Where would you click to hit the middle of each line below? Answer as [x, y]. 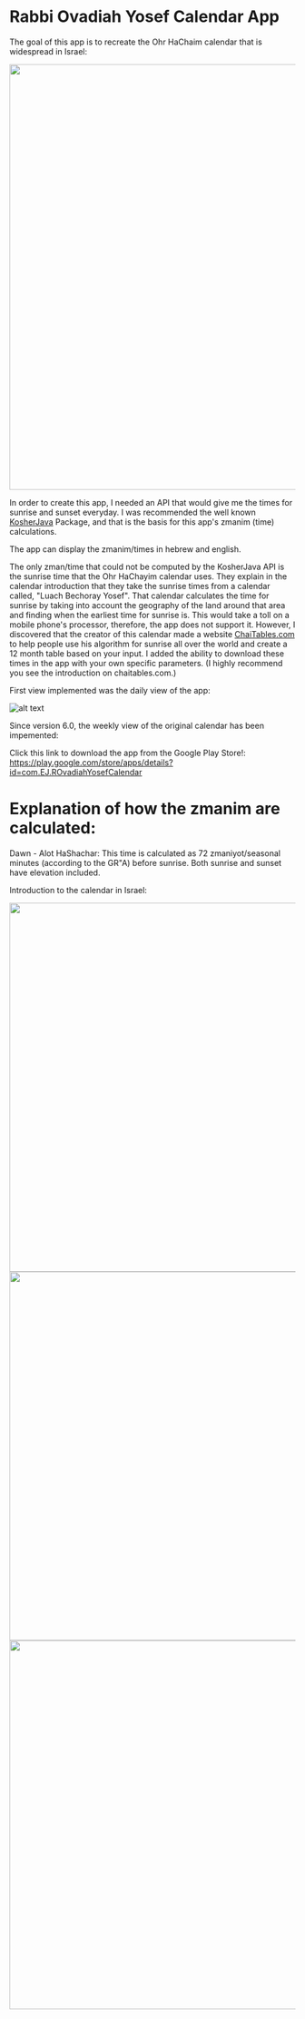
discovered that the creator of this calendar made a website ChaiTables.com [152, 634]
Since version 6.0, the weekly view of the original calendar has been [137, 725]
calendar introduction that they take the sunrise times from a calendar [140, 586]
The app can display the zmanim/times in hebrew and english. [125, 549]
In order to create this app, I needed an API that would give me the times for [151, 502]
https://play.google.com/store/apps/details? [92, 762]
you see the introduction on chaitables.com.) [93, 673]
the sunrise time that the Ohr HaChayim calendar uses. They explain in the [148, 576]
